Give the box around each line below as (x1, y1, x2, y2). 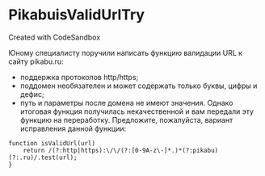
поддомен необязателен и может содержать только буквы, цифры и (19, 81, 258, 90)
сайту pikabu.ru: (8, 57, 64, 66)
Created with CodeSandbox (8, 32, 101, 42)
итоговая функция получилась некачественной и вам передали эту (19, 107, 254, 116)
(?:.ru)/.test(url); (8, 153, 78, 161)
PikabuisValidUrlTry (8, 6, 145, 24)
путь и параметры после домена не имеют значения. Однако (19, 98, 233, 107)
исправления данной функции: (19, 124, 127, 133)
